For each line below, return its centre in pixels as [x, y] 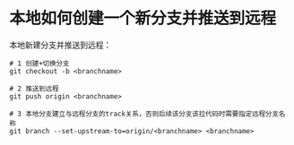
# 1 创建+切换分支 [39, 64]
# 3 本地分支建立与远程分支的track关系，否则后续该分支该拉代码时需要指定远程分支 [144, 114]
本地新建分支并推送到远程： [61, 45]
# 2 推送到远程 [35, 89]
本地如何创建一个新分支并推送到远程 [143, 18]
